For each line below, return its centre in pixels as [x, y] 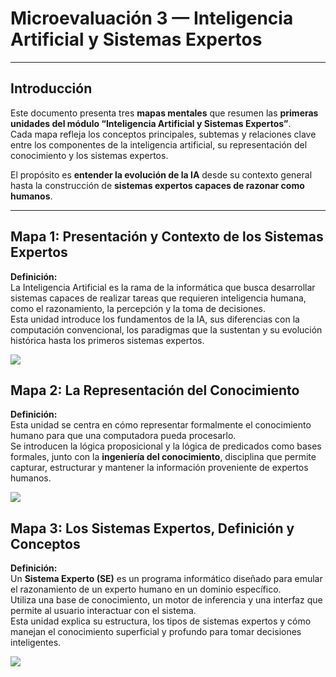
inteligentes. [36, 643]
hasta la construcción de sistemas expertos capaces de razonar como [157, 185]
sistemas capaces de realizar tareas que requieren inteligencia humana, [158, 298]
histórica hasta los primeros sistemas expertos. [107, 340]
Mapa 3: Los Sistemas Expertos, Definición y [152, 528]
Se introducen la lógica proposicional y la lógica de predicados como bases [166, 446]
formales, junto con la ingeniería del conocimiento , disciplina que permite [163, 457]
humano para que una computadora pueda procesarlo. [123, 436]
